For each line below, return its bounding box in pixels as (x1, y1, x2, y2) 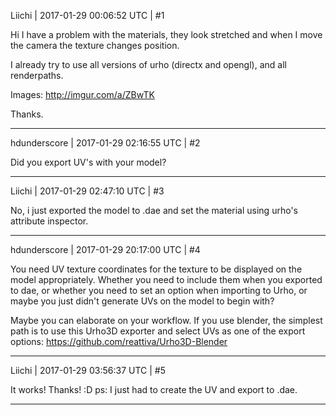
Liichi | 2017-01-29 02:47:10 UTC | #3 (10, 185, 165, 197)
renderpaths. (10, 70, 64, 81)
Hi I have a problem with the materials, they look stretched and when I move (10, 29, 323, 40)
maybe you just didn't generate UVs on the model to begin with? (10, 295, 275, 307)
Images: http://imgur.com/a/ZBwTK (10, 89, 155, 100)
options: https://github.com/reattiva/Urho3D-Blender (10, 336, 228, 347)
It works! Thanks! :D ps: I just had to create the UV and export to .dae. (10, 384, 298, 395)
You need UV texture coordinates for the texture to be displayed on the (10, 263, 303, 275)
